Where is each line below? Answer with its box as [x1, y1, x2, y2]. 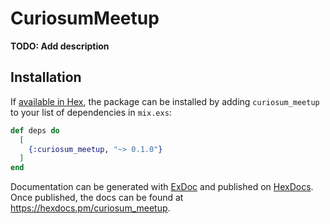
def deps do [10, 125, 60, 136]
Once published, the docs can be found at [10, 192, 184, 204]
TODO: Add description [10, 40, 110, 52]
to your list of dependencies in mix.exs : [10, 106, 172, 118]
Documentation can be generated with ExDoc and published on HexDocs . [10, 181, 314, 193]
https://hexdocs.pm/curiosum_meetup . [10, 202, 171, 214]
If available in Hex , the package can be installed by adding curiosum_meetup [10, 95, 320, 107]
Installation [10, 69, 82, 86]
